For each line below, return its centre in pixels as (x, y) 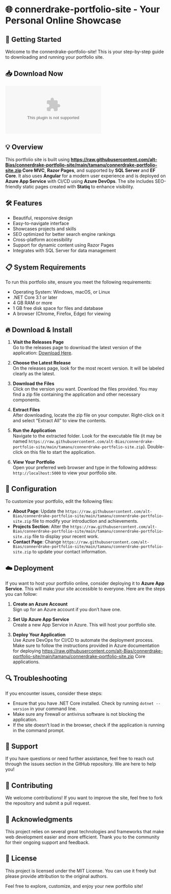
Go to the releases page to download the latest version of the (77, 348)
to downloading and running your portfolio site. (55, 57)
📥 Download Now (34, 74)
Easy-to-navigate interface (41, 224)
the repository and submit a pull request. (48, 803)
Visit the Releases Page (38, 342)
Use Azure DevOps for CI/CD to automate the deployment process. (83, 640)
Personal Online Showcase (63, 21)
